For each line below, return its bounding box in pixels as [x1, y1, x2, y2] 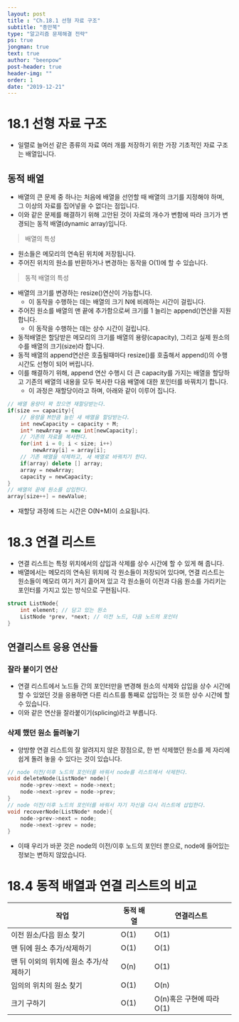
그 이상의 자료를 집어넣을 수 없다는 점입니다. [17, 202, 140, 210]
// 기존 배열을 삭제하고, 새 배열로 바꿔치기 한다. [20, 453, 148, 461]
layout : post [7, 10, 46, 18]
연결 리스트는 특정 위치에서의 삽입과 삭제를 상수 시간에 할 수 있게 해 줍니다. [17, 559, 225, 568]
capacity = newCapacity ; [20, 473, 94, 480]
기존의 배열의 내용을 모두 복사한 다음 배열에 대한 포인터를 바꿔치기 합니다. [25, 377, 229, 386]
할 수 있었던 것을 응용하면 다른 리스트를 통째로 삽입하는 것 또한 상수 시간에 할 [17, 691, 230, 699]
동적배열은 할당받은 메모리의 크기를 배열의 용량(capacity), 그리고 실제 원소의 [17, 333, 230, 341]
